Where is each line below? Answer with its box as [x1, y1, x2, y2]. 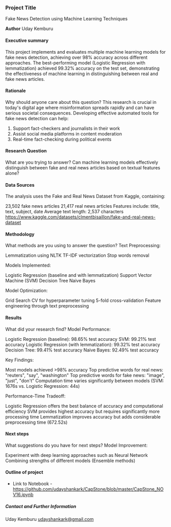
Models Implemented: [5, 262, 51, 269]
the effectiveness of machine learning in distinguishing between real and [5, 71, 158, 77]
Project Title [5, 4, 37, 11]
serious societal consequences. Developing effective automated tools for [5, 109, 159, 116]
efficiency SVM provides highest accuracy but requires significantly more [5, 408, 160, 414]
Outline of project [5, 469, 43, 475]
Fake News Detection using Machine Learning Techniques [5, 16, 128, 22]
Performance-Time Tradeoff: [5, 393, 66, 399]
